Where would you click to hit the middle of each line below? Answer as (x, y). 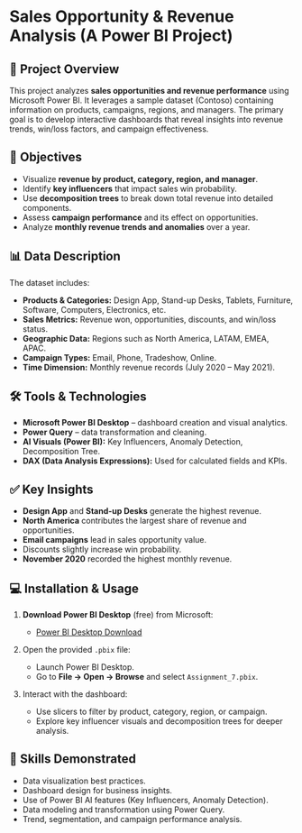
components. (47, 207)
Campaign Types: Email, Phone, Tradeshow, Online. (119, 357)
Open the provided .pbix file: (76, 650)
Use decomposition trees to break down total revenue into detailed (147, 198)
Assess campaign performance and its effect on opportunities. (140, 217)
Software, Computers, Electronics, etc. (94, 309)
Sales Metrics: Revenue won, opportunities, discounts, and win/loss (149, 319)
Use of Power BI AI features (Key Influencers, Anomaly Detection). (145, 800)
